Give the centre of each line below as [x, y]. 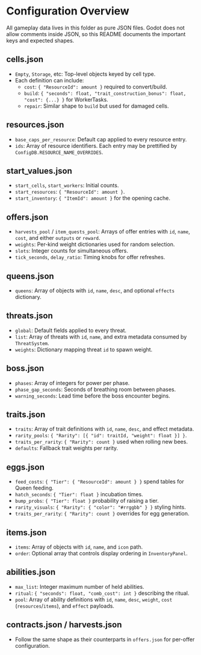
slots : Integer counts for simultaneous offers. [71, 251]
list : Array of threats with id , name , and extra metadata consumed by [101, 337]
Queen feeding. [34, 488]
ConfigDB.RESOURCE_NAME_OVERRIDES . [59, 152]
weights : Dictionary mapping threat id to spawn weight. [84, 349]
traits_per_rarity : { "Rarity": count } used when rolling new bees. [101, 442]
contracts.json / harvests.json [64, 625]
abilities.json [31, 572]
